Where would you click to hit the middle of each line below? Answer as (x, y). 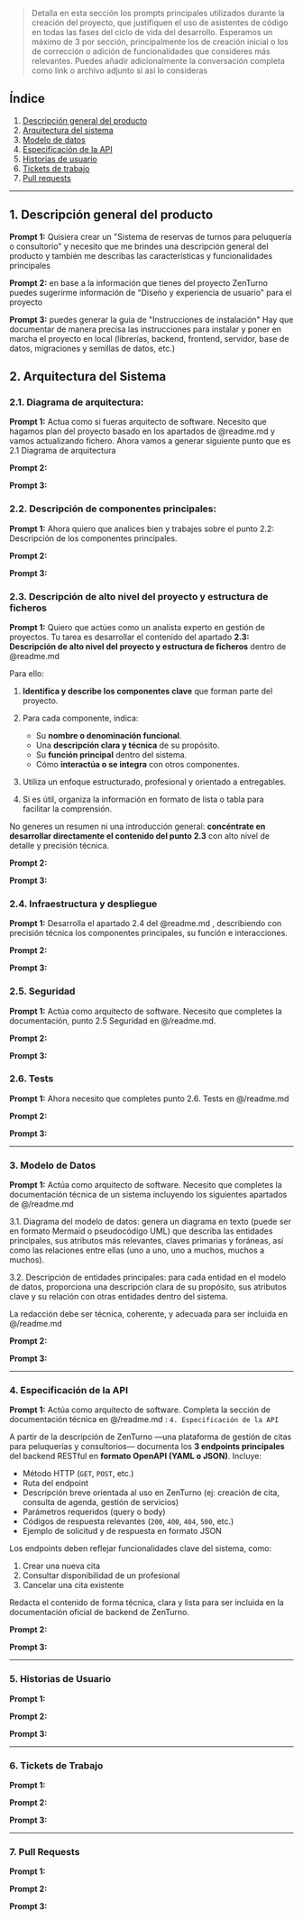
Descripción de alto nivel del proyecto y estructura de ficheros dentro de (148, 646)
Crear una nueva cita (61, 1566)
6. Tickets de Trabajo (56, 1765)
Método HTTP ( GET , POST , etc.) (78, 1474)
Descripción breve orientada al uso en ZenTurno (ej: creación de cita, (151, 1493)
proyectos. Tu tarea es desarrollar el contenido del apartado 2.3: (129, 637)
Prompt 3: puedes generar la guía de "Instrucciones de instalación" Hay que (151, 319)
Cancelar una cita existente (73, 1585)
